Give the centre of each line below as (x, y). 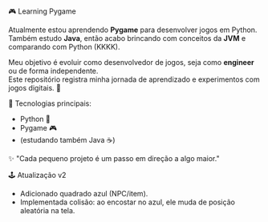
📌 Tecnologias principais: (50, 103)
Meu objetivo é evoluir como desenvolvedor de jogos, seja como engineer (131, 62)
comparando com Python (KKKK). (64, 47)
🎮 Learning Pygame (42, 11)
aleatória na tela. (47, 210)
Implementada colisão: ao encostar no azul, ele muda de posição (127, 202)
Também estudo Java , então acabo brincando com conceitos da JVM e (127, 38)
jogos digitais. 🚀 (35, 88)
